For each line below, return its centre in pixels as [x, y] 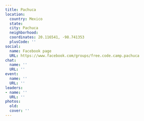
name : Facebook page [30, 51]
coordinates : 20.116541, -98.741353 [47, 38]
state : [16, 23]
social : [13, 46]
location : [15, 14]
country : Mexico [26, 19]
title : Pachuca [21, 10]
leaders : [14, 88]
